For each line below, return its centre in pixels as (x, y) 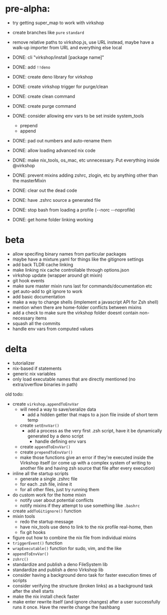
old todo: (15, 394)
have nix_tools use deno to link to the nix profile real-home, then (86, 527)
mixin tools (24, 516)
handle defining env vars (60, 441)
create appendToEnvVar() (45, 446)
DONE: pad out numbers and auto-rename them (62, 140)
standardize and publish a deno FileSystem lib (60, 564)
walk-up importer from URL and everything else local (67, 47)
